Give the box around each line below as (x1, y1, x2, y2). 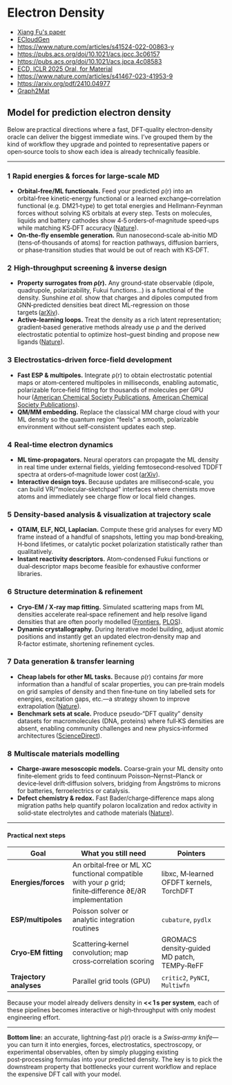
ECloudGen (17, 35, 50, 43)
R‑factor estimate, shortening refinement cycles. (17, 639, 155, 648)
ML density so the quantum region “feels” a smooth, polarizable (17, 415, 199, 424)
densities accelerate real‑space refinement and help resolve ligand (17, 610, 207, 618)
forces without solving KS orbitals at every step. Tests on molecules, (17, 209, 213, 218)
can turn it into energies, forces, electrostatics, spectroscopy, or (19, 1041, 202, 1049)
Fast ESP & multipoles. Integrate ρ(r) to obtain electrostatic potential (17, 371, 213, 379)
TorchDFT (161, 886, 194, 896)
